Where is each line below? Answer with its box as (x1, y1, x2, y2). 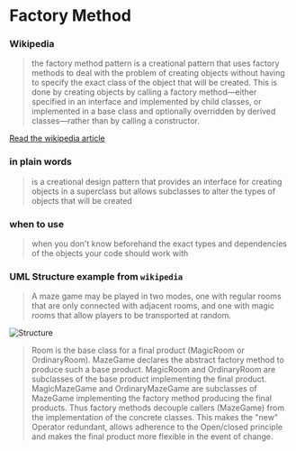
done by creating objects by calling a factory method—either (31, 87, 257, 97)
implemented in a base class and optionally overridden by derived (31, 106, 276, 117)
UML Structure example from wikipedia (9, 271, 184, 282)
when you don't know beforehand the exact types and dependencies (31, 238, 288, 249)
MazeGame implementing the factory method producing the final (31, 393, 273, 404)
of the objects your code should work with (31, 248, 189, 259)
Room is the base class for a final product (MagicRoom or (31, 345, 245, 356)
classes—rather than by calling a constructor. (31, 115, 200, 126)
